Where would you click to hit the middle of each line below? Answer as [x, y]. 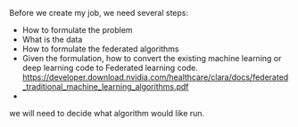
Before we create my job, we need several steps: [99, 13]
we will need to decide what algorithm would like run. [107, 113]
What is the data [52, 40]
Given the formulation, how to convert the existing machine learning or [152, 58]
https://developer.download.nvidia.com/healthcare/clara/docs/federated [155, 77]
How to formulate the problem [77, 30]
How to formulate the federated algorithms [100, 49]
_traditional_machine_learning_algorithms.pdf [105, 87]
